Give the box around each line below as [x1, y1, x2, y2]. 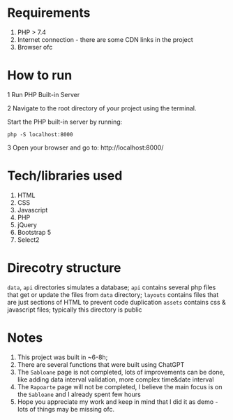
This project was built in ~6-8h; [17, 353, 108, 361]
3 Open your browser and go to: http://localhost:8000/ [7, 143, 164, 152]
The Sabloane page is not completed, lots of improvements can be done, [17, 368, 225, 376]
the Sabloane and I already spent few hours [17, 390, 141, 398]
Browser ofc [17, 43, 53, 51]
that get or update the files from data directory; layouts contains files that [7, 290, 219, 298]
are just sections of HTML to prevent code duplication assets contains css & [7, 298, 226, 306]
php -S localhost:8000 [7, 131, 73, 138]
